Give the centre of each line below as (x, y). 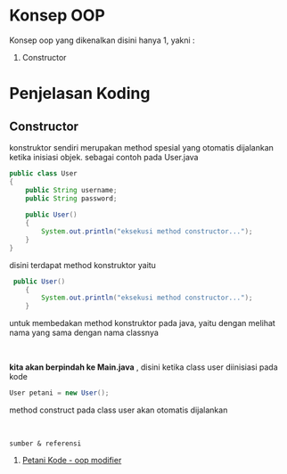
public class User (43, 173)
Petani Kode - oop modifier (72, 461)
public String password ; (71, 198)
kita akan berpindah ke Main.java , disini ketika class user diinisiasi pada (143, 367)
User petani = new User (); (59, 393)
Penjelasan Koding (80, 94)
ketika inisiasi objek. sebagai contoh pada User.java (104, 157)
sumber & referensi (45, 444)
